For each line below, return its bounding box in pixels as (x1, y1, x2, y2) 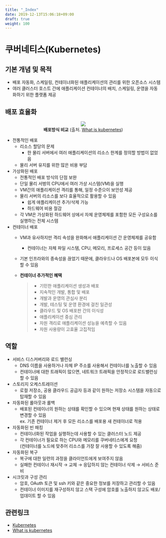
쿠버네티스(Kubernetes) (5, 44, 101, 55)
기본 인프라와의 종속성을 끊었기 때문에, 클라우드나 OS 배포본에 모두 (19, 256, 149, 262)
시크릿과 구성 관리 (12, 474, 47, 480)
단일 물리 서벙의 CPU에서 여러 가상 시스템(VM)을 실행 (19, 180, 124, 186)
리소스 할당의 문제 (19, 143, 55, 149)
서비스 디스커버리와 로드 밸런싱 (12, 356, 72, 362)
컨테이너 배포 (12, 224, 38, 230)
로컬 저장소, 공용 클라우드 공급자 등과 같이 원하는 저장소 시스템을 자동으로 (19, 387, 162, 393)
